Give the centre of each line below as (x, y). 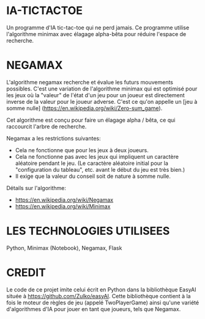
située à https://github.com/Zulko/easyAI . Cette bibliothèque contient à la (99, 296)
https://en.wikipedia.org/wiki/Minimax (63, 206)
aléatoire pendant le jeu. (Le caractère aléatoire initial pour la (91, 163)
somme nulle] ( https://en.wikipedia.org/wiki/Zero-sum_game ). (84, 108)
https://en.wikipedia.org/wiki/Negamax (64, 200)
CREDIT (26, 273)
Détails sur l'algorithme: (36, 188)
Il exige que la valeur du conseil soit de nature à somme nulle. (93, 176)
